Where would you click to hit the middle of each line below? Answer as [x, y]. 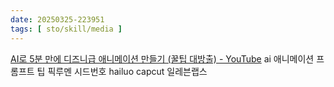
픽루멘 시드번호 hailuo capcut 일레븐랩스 [127, 71]
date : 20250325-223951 [57, 19]
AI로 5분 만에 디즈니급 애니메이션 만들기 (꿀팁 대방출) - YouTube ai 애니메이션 [162, 58]
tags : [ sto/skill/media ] [66, 29]
